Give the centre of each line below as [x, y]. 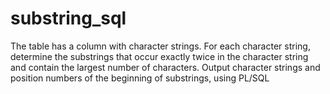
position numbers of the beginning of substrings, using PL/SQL [140, 78]
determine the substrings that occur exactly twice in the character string [159, 56]
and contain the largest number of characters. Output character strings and [165, 67]
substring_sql [68, 18]
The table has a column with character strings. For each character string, [160, 46]
